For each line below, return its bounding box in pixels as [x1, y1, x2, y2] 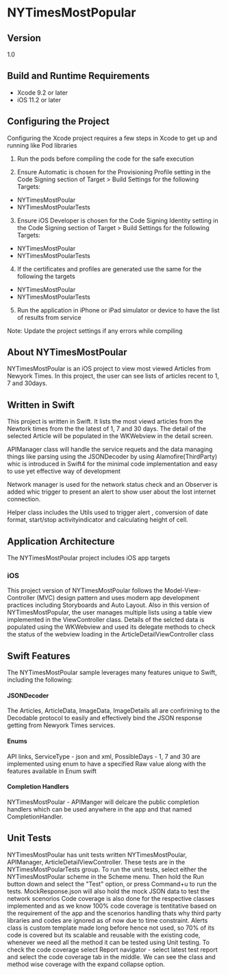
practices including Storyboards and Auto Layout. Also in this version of [7, 601, 210, 609]
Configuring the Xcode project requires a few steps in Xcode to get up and [7, 134, 218, 142]
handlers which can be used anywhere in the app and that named [7, 805, 192, 813]
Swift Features [7, 650, 71, 662]
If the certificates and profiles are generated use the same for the [16, 264, 202, 273]
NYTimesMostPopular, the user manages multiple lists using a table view [7, 608, 212, 617]
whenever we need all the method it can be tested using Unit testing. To [7, 938, 210, 946]
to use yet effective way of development [7, 467, 121, 475]
